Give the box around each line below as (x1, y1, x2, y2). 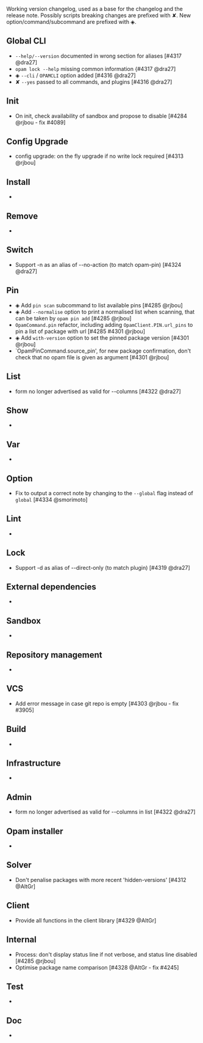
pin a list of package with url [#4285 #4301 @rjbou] (15, 327, 145, 335)
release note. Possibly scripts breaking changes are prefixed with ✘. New (6, 12, 191, 19)
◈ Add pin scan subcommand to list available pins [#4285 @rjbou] (15, 301, 183, 308)
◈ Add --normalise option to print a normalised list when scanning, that (15, 308, 195, 315)
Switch (6, 245, 34, 255)
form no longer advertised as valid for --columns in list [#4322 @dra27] (15, 808, 196, 816)
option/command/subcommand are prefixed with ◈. (6, 18, 137, 25)
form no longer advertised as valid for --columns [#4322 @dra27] (15, 387, 181, 395)
